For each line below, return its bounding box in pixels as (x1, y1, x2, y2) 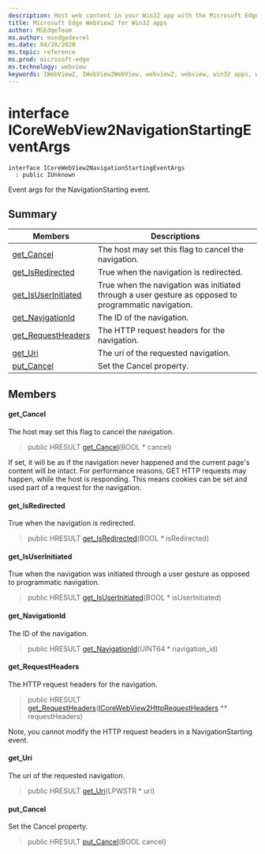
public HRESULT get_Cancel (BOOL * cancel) (27, 442, 172, 451)
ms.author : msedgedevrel (8, 33, 90, 42)
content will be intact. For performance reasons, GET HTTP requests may (8, 466, 247, 475)
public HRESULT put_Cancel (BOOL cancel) (27, 837, 167, 847)
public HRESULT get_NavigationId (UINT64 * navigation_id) (27, 644, 218, 654)
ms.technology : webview (8, 63, 87, 71)
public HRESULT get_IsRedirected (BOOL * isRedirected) (27, 534, 210, 543)
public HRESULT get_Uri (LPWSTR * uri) (27, 786, 155, 796)
